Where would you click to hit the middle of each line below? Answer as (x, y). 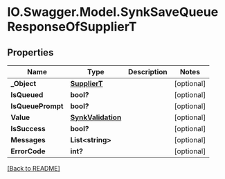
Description (147, 72)
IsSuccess (28, 129)
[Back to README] (34, 168)
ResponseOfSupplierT (72, 27)
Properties (30, 52)
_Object (24, 84)
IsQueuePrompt (37, 106)
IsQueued (27, 95)
